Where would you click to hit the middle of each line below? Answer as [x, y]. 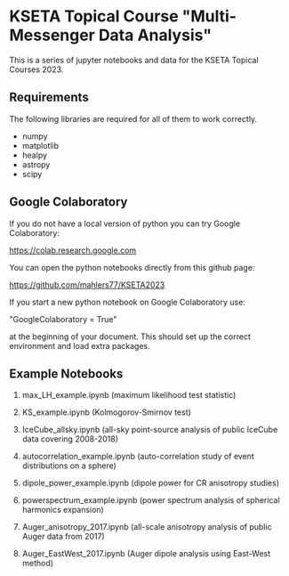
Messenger [52, 35]
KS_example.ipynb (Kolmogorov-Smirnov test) [106, 412]
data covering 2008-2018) [70, 439]
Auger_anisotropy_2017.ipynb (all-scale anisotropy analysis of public [147, 527]
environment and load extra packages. [80, 345]
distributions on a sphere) [69, 466]
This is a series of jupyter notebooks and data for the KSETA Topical [134, 60]
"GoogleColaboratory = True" [63, 319]
